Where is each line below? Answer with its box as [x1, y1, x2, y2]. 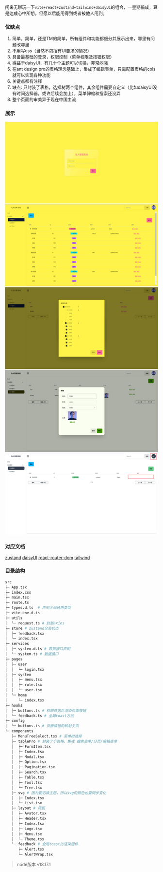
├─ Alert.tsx [17, 847, 45, 852]
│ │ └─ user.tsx [5, 688, 42, 693]
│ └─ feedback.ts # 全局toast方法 [5, 713, 74, 718]
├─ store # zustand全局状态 [5, 626, 59, 631]
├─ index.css [5, 590, 32, 595]
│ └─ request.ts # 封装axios [5, 620, 65, 625]
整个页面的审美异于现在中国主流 [12, 97, 76, 102]
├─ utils [5, 616, 23, 620]
